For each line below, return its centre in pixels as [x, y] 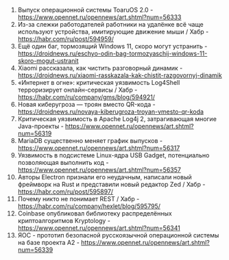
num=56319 [35, 133]
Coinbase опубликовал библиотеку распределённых [95, 213]
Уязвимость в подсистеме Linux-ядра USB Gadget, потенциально [113, 155]
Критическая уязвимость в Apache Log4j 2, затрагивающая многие [117, 119]
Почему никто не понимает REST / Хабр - [79, 199]
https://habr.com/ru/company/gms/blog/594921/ [86, 97]
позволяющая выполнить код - [63, 162]
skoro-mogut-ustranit [48, 61]
